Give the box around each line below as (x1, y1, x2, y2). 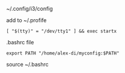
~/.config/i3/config (6, 5, 53, 12)
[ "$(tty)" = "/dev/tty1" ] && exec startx (6, 28, 117, 34)
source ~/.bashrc (6, 61, 49, 68)
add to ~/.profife (6, 17, 47, 23)
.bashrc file (6, 39, 34, 45)
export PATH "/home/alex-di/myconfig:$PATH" (6, 50, 120, 56)
